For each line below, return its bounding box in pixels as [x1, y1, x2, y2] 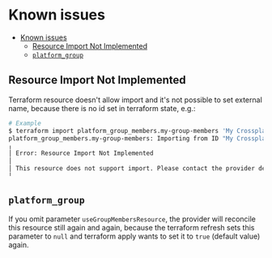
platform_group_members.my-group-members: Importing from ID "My [8, 134, 233, 143]
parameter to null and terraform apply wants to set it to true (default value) [8, 231, 261, 241]
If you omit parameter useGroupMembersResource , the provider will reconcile [8, 213, 257, 224]
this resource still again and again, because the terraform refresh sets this [8, 222, 255, 232]
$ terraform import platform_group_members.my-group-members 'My [8, 127, 233, 135]
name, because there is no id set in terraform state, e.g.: [8, 103, 196, 113]
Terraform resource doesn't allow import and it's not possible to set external [8, 95, 263, 105]
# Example [8, 119, 42, 127]
